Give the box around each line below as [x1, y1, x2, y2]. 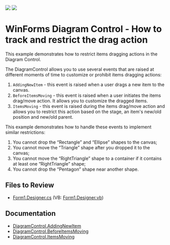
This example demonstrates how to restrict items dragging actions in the [5, 51, 158, 57]
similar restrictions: [5, 129, 45, 135]
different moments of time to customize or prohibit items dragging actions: [5, 71, 162, 77]
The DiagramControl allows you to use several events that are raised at [5, 66, 154, 72]
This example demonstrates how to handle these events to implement [5, 124, 152, 130]
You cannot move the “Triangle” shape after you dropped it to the [12, 144, 150, 150]
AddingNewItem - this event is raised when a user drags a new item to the [12, 81, 165, 88]
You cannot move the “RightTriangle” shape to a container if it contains [12, 155, 162, 161]
